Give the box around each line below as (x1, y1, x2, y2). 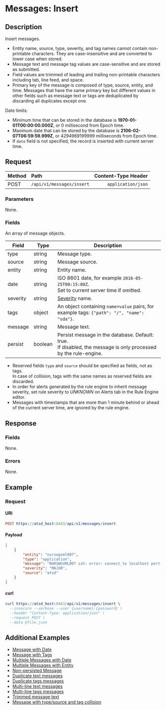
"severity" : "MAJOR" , (23, 566, 68, 571)
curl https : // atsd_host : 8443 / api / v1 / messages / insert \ (5, 602, 121, 607)
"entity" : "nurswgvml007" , (23, 552, 79, 557)
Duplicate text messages (12, 673, 63, 679)
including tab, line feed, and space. (12, 77, 84, 83)
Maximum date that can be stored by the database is (12, 128, 120, 134)
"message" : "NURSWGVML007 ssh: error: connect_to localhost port (23, 561, 161, 567)
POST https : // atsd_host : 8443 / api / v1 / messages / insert (5, 521, 116, 526)
